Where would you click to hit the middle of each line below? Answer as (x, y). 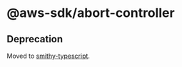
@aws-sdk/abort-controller (91, 13)
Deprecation (35, 39)
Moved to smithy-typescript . (49, 56)
